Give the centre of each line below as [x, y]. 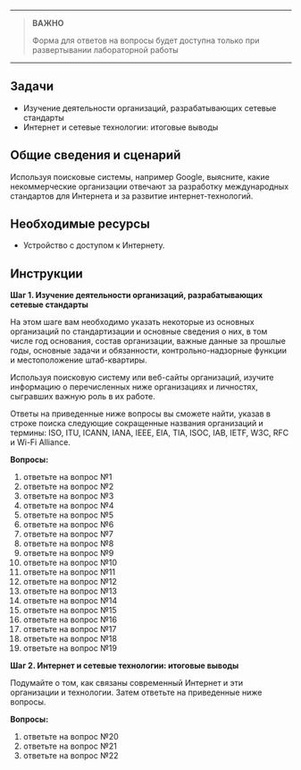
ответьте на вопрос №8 [68, 543]
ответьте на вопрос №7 [68, 535]
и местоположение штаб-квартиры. [79, 360]
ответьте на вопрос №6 [68, 525]
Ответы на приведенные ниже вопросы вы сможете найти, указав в [141, 414]
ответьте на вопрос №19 [70, 648]
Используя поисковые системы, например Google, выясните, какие [140, 176]
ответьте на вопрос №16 [70, 620]
